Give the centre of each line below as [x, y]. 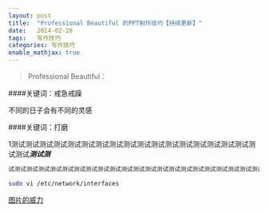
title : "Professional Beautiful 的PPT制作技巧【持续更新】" [105, 23]
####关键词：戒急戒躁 [45, 93]
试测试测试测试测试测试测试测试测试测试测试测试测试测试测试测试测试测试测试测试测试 [130, 169]
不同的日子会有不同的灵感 [50, 110]
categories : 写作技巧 [42, 45]
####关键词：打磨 [38, 127]
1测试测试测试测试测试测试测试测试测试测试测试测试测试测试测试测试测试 [128, 144]
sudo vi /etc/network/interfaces [64, 183]
